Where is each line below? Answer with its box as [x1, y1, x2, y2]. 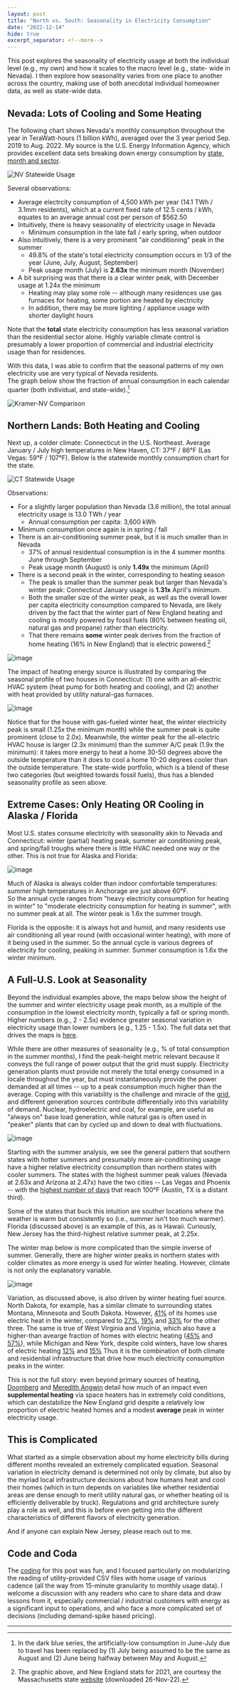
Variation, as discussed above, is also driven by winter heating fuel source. [7, 1293, 227, 1302]
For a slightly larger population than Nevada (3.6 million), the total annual [17, 502, 231, 511]
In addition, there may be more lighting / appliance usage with [28, 303, 210, 312]
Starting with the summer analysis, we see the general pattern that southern [7, 1147, 230, 1156]
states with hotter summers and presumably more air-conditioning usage [7, 1155, 221, 1163]
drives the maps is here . [7, 1030, 78, 1039]
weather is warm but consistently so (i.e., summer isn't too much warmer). [7, 1214, 225, 1222]
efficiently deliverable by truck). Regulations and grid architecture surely [7, 1498, 219, 1506]
